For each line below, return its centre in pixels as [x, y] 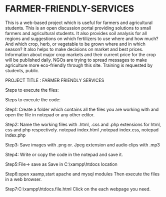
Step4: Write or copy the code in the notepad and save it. [64, 154]
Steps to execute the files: [32, 90]
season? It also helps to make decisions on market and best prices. [74, 49]
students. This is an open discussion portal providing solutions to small [78, 28]
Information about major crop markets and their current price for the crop [80, 54]
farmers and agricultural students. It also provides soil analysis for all [76, 33]
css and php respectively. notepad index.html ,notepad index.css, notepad [82, 130]
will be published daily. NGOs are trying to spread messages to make [76, 60]
